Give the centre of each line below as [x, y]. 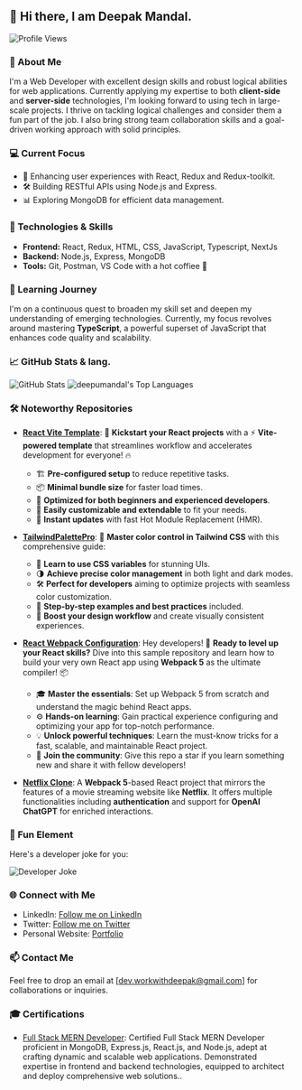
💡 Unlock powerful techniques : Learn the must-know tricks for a [157, 735]
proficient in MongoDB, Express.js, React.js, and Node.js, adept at [145, 1047]
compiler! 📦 [46, 672]
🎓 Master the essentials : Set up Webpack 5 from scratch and [152, 694]
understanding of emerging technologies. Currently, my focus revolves [141, 318]
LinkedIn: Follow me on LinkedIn [82, 915]
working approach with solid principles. [108, 130]
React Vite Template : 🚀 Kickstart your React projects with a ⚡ [139, 432]
